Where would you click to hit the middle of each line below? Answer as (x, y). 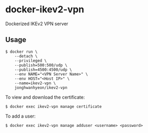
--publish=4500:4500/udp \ (43, 70)
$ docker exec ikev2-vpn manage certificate (54, 106)
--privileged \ (31, 61)
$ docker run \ (22, 52)
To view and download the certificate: (45, 97)
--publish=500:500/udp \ (41, 65)
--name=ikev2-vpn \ (35, 83)
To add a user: (20, 116)
